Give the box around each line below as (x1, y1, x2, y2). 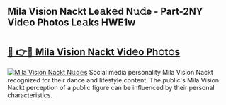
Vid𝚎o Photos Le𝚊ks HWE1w (7, 17, 136, 29)
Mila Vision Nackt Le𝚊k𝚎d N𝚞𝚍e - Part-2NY (7, 6, 203, 18)
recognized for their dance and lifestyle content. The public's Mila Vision (7, 76, 220, 84)
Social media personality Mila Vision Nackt (89, 68, 214, 76)
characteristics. (7, 91, 53, 99)
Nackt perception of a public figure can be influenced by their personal (7, 84, 215, 92)
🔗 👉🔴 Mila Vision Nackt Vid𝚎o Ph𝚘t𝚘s (7, 46, 181, 58)
